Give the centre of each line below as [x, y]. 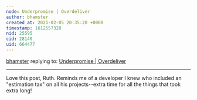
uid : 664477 [21, 45]
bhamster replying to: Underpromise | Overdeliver [66, 61]
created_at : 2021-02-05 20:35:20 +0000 [55, 22]
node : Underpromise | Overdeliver [48, 11]
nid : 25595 [19, 34]
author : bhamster [27, 17]
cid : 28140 [19, 39]
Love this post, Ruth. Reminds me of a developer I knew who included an [94, 78]
